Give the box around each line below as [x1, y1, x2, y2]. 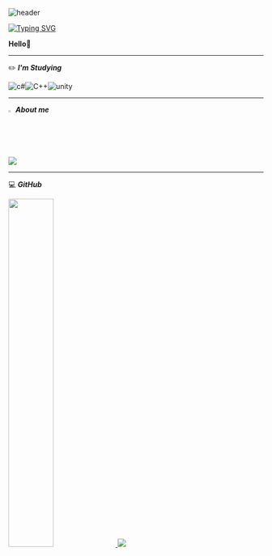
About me [15, 105, 50, 114]
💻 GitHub [8, 180, 42, 189]
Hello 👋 [8, 39, 32, 49]
